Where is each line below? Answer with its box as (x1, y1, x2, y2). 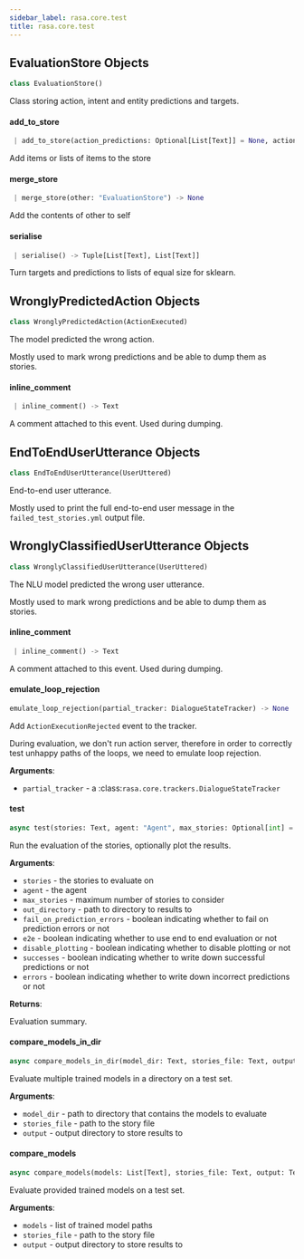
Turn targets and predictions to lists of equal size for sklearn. (9, 267, 237, 278)
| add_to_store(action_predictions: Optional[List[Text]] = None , (13, 137, 270, 146)
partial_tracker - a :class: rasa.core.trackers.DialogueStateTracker (22, 783, 280, 793)
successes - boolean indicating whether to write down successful (22, 952, 265, 963)
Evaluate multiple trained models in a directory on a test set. (9, 1072, 233, 1083)
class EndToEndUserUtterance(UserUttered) (9, 468, 172, 477)
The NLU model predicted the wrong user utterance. (9, 579, 205, 590)
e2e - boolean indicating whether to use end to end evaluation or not (22, 932, 278, 943)
